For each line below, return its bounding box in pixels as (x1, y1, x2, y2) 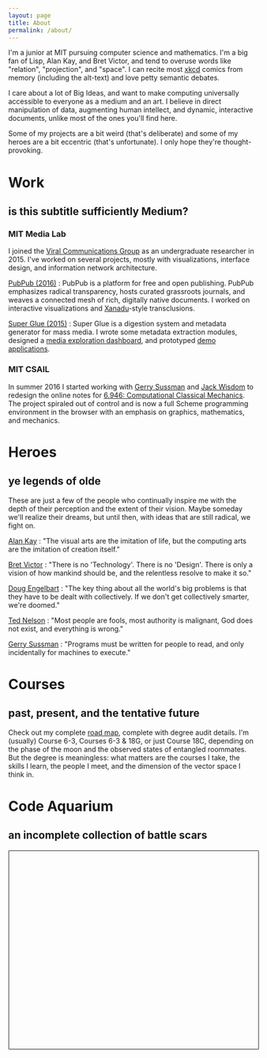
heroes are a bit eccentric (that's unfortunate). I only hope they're (8, 137, 222, 147)
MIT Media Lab (8, 228, 66, 239)
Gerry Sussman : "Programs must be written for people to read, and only (8, 639, 245, 649)
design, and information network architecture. (8, 263, 158, 273)
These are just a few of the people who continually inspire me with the (8, 495, 237, 505)
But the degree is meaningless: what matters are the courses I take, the (8, 752, 241, 762)
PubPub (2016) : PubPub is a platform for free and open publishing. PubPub (8, 278, 254, 288)
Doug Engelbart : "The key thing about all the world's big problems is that (8, 583, 247, 593)
